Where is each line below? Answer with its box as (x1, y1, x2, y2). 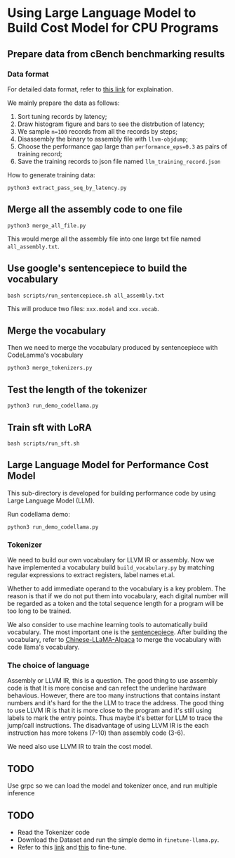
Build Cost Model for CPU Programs (7, 20, 219, 36)
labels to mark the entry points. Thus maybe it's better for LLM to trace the (7, 714, 223, 722)
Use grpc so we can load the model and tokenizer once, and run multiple (7, 781, 217, 790)
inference (7, 789, 35, 797)
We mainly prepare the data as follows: (7, 99, 120, 107)
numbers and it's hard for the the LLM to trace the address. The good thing (7, 699, 224, 707)
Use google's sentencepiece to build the (7, 263, 187, 275)
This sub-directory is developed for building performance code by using (7, 488, 216, 497)
